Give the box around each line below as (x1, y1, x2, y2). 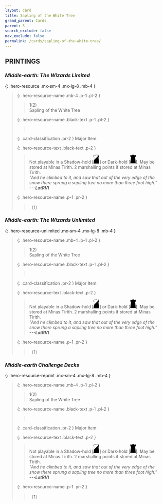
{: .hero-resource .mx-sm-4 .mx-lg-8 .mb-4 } (5, 83, 96, 89)
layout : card (5, 8, 32, 13)
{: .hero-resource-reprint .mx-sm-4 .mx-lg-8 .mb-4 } (5, 373, 111, 379)
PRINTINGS (5, 58, 40, 66)
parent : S (5, 23, 25, 28)
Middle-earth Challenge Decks (5, 361, 80, 368)
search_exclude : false (5, 28, 51, 34)
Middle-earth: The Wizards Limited (5, 72, 90, 79)
